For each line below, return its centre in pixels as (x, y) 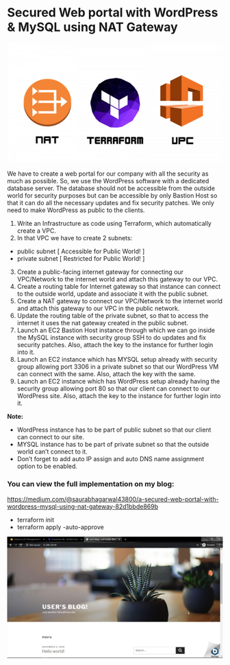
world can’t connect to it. (52, 452)
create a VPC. (37, 231)
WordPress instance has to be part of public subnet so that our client (114, 430)
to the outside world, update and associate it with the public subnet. (113, 294)
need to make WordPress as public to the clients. (76, 210)
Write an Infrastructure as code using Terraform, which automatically (114, 224)
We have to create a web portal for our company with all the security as (108, 174)
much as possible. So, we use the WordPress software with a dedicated (108, 181)
